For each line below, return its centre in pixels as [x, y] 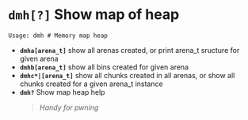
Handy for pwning [69, 107]
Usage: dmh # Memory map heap [58, 36]
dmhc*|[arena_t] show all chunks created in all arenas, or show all [127, 75]
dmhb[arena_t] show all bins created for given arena [104, 67]
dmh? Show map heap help [62, 92]
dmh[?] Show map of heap [94, 15]
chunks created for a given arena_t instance [92, 84]
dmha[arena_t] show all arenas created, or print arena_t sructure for [130, 50]
